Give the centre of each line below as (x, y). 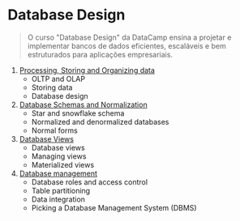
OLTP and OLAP (58, 79)
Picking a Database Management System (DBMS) (114, 207)
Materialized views (63, 164)
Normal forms (54, 130)
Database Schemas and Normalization (83, 104)
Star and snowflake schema (78, 113)
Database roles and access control (89, 182)
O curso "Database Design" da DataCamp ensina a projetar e (129, 37)
